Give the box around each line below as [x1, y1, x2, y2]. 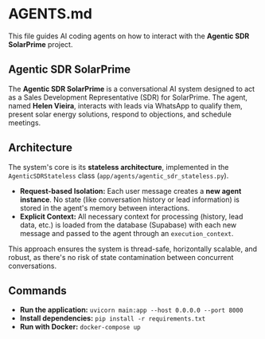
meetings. [8, 117, 41, 128]
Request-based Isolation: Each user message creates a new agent [19, 186, 242, 195]
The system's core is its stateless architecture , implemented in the [8, 162, 229, 171]
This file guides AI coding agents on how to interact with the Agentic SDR [8, 31, 250, 41]
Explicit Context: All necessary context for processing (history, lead [19, 211, 244, 221]
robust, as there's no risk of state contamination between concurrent [8, 252, 234, 262]
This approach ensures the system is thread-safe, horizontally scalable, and [8, 244, 257, 254]
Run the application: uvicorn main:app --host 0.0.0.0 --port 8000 [19, 305, 244, 315]
